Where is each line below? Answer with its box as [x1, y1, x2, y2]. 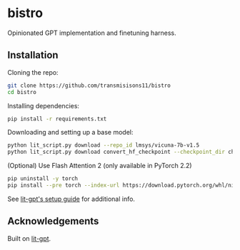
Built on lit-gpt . [7, 234, 51, 243]
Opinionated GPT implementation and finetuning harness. [7, 28, 176, 37]
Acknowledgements [7, 215, 99, 227]
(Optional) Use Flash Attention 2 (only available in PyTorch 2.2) [7, 162, 192, 170]
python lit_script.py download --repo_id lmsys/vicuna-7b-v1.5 [7, 142, 200, 149]
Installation [7, 49, 59, 61]
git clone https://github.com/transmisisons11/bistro [7, 82, 171, 89]
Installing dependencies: [7, 101, 80, 110]
